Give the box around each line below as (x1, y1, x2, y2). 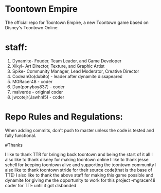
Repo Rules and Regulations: (5, 111, 123, 122)
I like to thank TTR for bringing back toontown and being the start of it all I (5, 151, 153, 157)
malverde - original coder (12, 89, 63, 95)
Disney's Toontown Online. (5, 24, 59, 30)
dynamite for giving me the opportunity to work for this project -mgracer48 (5, 177, 156, 183)
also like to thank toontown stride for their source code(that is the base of (5, 167, 152, 173)
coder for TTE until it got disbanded (5, 182, 76, 188)
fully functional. (5, 133, 36, 138)
